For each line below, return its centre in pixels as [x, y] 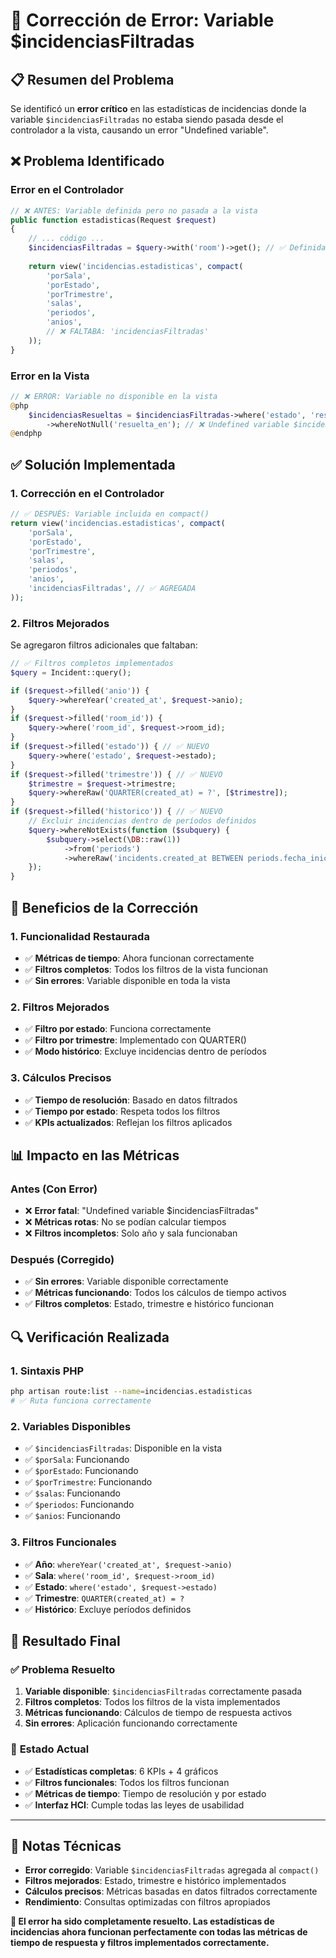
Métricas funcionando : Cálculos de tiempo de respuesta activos [158, 1713]
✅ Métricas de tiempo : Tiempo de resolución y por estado [145, 1793]
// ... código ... [66, 239]
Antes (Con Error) [54, 1189]
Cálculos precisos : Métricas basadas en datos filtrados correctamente [171, 1891]
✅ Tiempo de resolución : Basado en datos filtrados [131, 1100]
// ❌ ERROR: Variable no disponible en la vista [114, 396]
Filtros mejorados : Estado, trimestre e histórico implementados [155, 1881]
